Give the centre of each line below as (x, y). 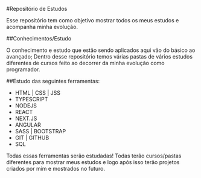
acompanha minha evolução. (42, 27)
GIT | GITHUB (32, 138)
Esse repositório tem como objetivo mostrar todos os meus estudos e (93, 20)
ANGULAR (28, 125)
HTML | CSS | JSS (38, 93)
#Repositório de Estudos (37, 9)
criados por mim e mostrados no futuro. (56, 169)
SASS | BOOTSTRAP (40, 131)
